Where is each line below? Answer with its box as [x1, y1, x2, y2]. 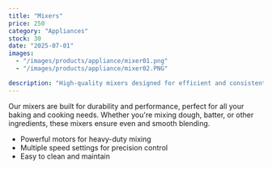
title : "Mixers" [8, 11, 63, 20]
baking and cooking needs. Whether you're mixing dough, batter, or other [8, 110, 254, 120]
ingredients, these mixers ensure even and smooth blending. [8, 118, 210, 128]
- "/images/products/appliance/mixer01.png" [15, 57, 168, 65]
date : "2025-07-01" [8, 42, 74, 50]
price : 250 [8, 19, 45, 27]
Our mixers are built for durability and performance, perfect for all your [8, 101, 244, 111]
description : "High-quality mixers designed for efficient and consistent [8, 78, 266, 87]
